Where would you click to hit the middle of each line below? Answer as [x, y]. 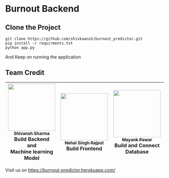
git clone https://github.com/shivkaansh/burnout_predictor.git [74, 39]
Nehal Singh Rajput [84, 143]
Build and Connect [137, 145]
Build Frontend [84, 148]
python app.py [20, 48]
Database [137, 151]
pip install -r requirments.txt [39, 43]
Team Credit [25, 73]
